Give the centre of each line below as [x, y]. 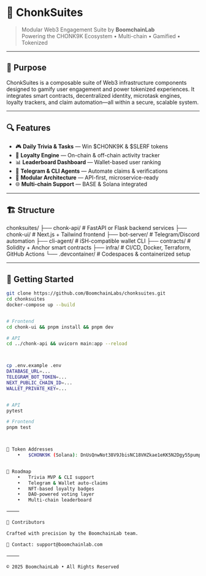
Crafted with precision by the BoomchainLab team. [72, 533]
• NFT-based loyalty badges [56, 489]
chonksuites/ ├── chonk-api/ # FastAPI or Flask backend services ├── [97, 228]
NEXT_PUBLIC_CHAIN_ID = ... [39, 383]
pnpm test [19, 428]
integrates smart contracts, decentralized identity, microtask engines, [94, 95]
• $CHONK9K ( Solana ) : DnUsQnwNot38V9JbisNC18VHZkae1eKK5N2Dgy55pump [109, 455]
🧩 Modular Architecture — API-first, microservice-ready [87, 177]
